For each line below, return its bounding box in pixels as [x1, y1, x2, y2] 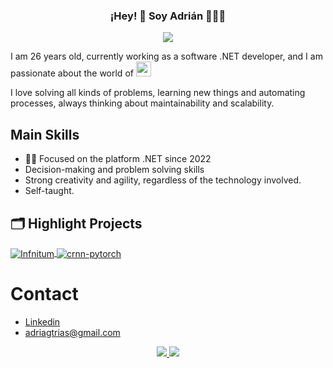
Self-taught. [24, 185, 75, 197]
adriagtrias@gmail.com [24, 326, 121, 338]
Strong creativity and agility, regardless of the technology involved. [24, 174, 302, 186]
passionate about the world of [10, 67, 134, 79]
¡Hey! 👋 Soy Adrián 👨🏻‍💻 [109, 9, 227, 23]
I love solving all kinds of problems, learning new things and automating [10, 87, 306, 99]
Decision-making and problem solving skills [24, 164, 205, 176]
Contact [10, 282, 79, 305]
